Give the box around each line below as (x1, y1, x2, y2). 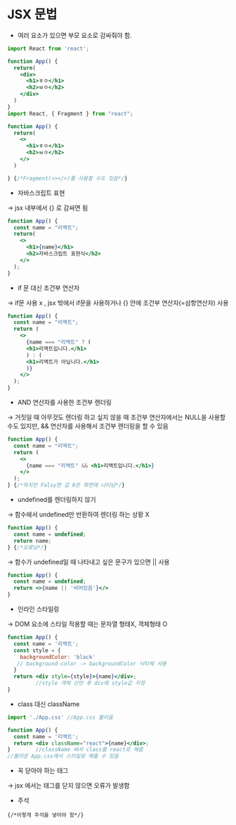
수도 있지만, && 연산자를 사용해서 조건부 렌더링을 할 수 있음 (7, 422, 169, 430)
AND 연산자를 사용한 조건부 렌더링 (17, 398, 112, 407)
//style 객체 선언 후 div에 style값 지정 (35, 680, 145, 687)
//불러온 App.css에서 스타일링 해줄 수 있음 (7, 752, 119, 760)
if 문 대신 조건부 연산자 (17, 283, 80, 292)
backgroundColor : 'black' (20, 653, 96, 660)
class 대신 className (17, 700, 80, 708)
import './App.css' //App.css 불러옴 (7, 714, 114, 721)
